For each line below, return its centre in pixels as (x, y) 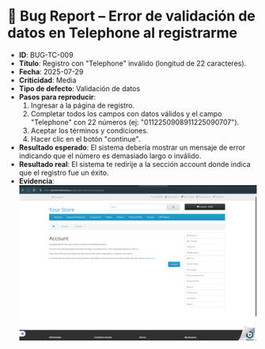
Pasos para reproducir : (57, 97)
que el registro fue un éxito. (64, 173)
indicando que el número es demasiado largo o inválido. (110, 156)
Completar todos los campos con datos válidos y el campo (126, 113)
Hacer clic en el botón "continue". (85, 138)
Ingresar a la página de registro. (83, 105)
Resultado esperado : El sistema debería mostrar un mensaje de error (132, 147)
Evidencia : (36, 180)
